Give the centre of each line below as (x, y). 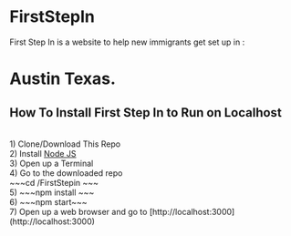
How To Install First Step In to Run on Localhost (146, 113)
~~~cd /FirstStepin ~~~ (54, 182)
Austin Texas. (63, 79)
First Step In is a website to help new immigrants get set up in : (127, 42)
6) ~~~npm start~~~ (49, 201)
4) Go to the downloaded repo (66, 173)
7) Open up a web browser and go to (78, 211)
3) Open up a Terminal (52, 163)
